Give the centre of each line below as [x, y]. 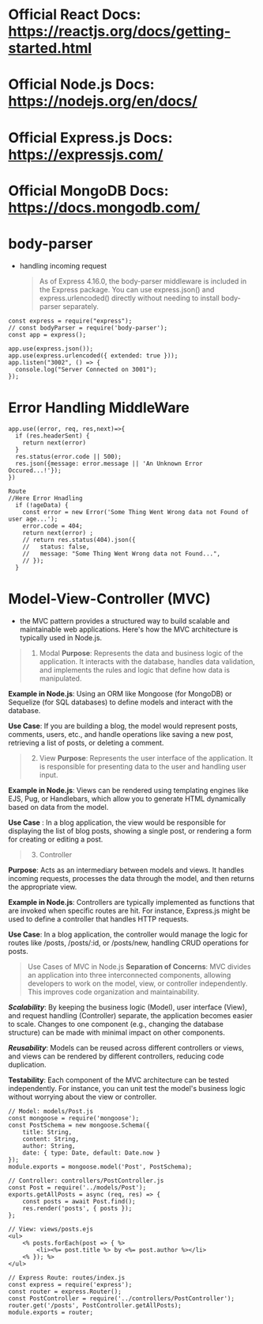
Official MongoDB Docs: [88, 191]
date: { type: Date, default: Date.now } [91, 1153]
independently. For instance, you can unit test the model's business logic [127, 1088]
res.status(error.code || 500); [69, 456]
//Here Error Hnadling [45, 498]
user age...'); [33, 519]
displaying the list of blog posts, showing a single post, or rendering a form [130, 830]
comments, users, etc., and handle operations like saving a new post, [121, 734]
